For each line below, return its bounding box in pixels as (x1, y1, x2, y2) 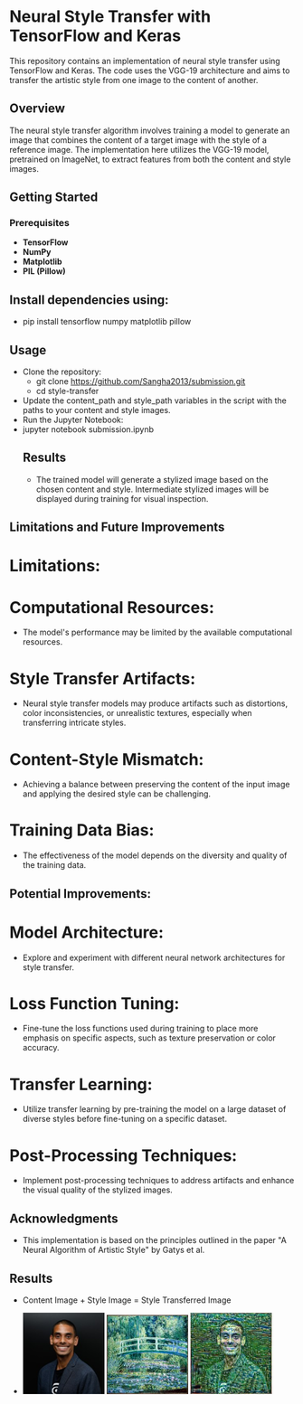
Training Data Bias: (9, 820, 155, 841)
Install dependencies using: (9, 292, 169, 307)
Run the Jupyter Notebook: (22, 414, 124, 426)
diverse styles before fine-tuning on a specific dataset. (22, 1114, 228, 1125)
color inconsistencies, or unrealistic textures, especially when (22, 708, 252, 719)
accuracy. (22, 1042, 61, 1053)
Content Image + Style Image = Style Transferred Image (22, 1295, 232, 1305)
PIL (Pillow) (22, 266, 66, 277)
